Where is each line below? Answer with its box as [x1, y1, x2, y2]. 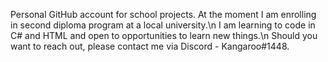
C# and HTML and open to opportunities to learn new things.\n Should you [10, 30, 318, 41]
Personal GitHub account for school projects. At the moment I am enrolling [10, 9, 317, 20]
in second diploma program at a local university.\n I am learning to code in [10, 19, 316, 31]
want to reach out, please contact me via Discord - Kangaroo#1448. [10, 40, 290, 52]
